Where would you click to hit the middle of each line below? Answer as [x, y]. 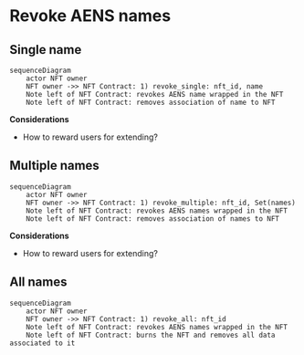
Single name [46, 50]
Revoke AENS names [90, 16]
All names [38, 282]
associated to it [42, 343]
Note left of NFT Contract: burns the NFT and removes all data [151, 335]
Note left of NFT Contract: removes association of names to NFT [153, 219]
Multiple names [55, 166]
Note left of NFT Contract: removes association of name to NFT [151, 102]
